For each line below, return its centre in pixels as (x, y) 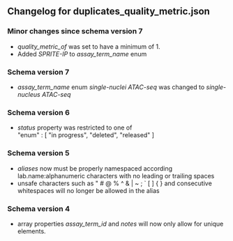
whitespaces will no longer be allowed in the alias (88, 190)
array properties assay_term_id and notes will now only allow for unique (120, 224)
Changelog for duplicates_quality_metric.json (109, 11)
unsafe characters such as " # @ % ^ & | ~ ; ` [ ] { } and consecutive (115, 183)
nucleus (29, 94)
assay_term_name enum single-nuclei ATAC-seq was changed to (111, 87)
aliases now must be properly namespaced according (95, 168)
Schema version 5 (38, 153)
